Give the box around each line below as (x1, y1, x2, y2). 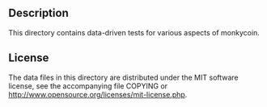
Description (8, 6, 69, 20)
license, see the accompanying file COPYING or (8, 80, 168, 91)
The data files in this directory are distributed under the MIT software (8, 72, 239, 82)
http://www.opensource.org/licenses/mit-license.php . (8, 89, 188, 99)
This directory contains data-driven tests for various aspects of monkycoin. (8, 27, 261, 37)
